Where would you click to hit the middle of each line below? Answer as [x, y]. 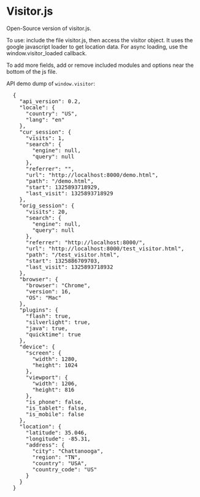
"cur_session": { [45, 132]
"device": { [37, 347]
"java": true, [47, 328]
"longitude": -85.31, [58, 439]
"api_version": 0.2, [50, 101]
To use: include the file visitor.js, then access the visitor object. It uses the [100, 40]
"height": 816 [53, 390]
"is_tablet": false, [56, 408]
